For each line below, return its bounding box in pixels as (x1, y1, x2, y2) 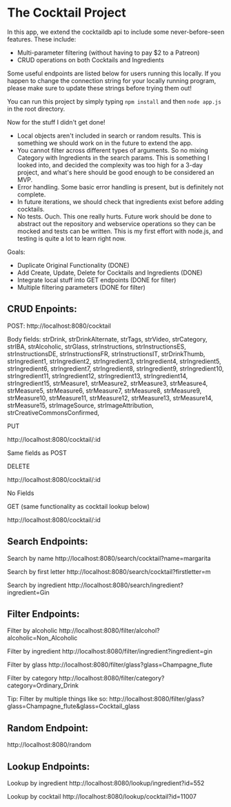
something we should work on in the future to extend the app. (17, 138, 193, 147)
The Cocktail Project (7, 5, 126, 21)
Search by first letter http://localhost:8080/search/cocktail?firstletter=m (7, 567, 211, 575)
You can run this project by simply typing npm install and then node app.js (7, 97, 222, 105)
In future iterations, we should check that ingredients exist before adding (17, 197, 224, 205)
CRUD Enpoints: (7, 303, 77, 315)
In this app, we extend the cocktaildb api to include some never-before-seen (7, 28, 225, 36)
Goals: (7, 248, 26, 256)
